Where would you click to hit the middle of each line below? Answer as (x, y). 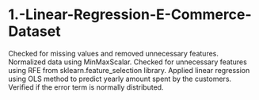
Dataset (34, 31)
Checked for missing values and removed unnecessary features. (114, 53)
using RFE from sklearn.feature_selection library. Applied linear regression (129, 70)
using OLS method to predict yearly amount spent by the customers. (120, 79)
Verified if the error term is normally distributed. (86, 87)
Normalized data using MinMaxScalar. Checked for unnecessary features (128, 62)
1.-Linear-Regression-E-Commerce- (130, 15)
